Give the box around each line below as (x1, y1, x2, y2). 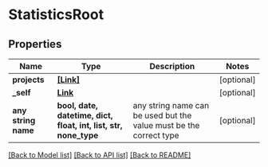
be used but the (132, 110, 192, 121)
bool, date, (57, 100, 98, 111)
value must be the (132, 120, 200, 130)
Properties (8, 37, 62, 51)
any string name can (132, 100, 210, 111)
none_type (57, 130, 99, 141)
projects (12, 74, 45, 85)
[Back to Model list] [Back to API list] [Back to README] (8, 150, 191, 160)
